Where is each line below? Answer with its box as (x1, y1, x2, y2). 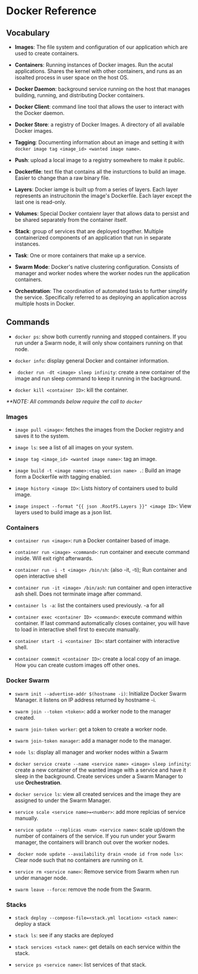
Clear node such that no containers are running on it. (14, 856, 144, 864)
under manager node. (14, 874, 68, 881)
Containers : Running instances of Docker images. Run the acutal (14, 61, 173, 68)
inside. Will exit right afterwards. (14, 555, 93, 562)
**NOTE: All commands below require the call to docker (6, 397, 143, 405)
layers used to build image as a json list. (14, 509, 112, 516)
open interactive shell (14, 572, 67, 580)
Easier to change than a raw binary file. (14, 174, 111, 182)
